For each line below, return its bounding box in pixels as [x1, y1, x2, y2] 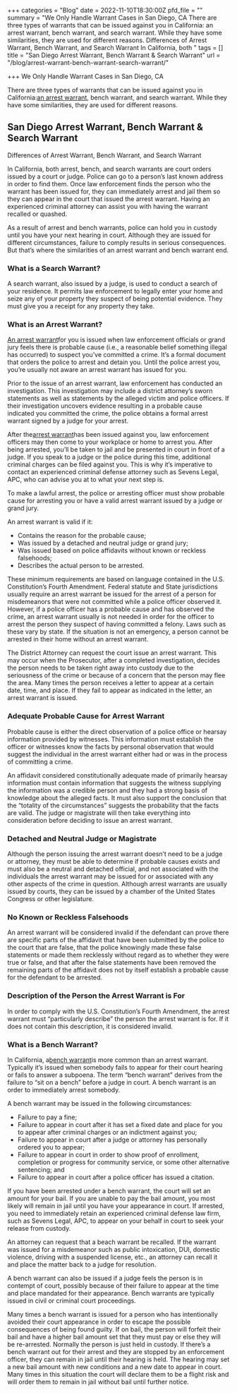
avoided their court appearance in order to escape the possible [7, 1317, 191, 1326]
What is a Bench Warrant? [7, 1039, 99, 1049]
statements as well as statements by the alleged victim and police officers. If [7, 394, 229, 403]
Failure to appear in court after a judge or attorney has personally [17, 1135, 207, 1144]
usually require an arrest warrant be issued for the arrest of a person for [7, 590, 217, 598]
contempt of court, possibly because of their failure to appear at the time [7, 1281, 219, 1290]
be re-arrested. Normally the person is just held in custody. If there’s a [7, 1340, 211, 1349]
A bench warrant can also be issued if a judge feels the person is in [7, 1274, 203, 1282]
